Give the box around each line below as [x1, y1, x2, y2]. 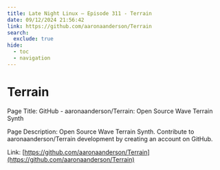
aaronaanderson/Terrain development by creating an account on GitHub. [7, 134, 213, 143]
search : [7, 29, 30, 36]
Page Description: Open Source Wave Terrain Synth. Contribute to [7, 127, 195, 136]
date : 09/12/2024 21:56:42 [7, 16, 85, 23]
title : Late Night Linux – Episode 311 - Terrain [7, 10, 153, 17]
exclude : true [13, 36, 54, 42]
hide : [7, 42, 23, 49]
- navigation [13, 55, 51, 62]
